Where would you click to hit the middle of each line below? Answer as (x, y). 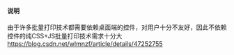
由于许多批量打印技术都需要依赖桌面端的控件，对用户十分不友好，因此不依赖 (117, 27)
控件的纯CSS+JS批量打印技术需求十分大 (65, 36)
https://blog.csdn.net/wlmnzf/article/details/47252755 (85, 44)
